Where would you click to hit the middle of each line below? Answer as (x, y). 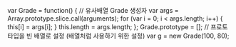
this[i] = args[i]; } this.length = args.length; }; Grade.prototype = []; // (108, 27)
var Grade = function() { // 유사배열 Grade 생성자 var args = (93, 10)
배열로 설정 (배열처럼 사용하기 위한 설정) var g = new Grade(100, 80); (132, 36)
